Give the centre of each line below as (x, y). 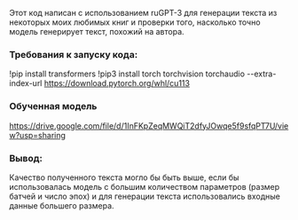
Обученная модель (53, 106)
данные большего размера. (62, 205)
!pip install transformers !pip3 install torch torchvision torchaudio (127, 74)
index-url (26, 83)
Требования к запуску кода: (74, 54)
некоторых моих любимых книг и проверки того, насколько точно (135, 22)
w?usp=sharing (38, 135)
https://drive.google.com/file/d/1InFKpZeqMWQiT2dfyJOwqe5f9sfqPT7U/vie (149, 126)
